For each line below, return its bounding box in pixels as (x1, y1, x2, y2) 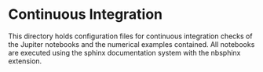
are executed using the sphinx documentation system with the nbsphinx (8, 48, 241, 57)
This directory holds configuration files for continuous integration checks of (8, 31, 253, 41)
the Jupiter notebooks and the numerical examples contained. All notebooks (8, 39, 255, 49)
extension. (8, 56, 42, 66)
